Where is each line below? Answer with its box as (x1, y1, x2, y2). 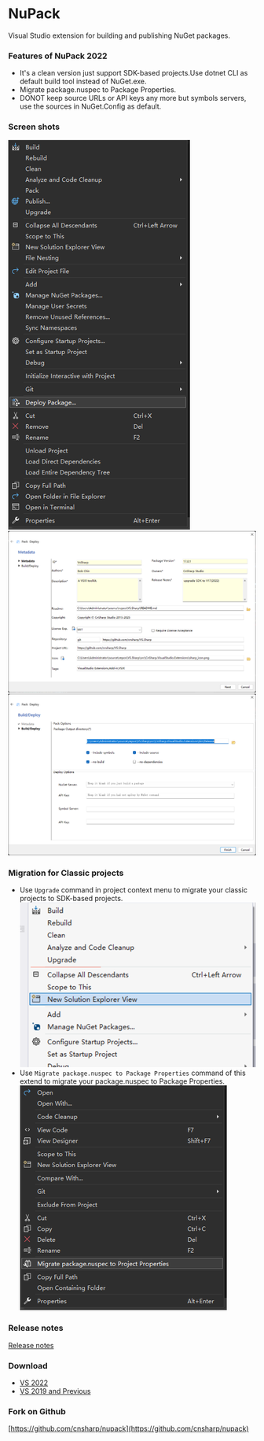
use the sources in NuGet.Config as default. (19, 102, 162, 111)
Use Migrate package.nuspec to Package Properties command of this (19, 1068, 246, 1078)
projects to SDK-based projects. (19, 894, 123, 903)
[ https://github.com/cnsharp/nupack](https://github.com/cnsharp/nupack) (8, 1424, 249, 1433)
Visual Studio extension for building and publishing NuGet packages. (8, 31, 230, 40)
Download (8, 1360, 49, 1371)
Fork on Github (8, 1406, 66, 1417)
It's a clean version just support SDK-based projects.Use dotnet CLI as (19, 68, 248, 78)
